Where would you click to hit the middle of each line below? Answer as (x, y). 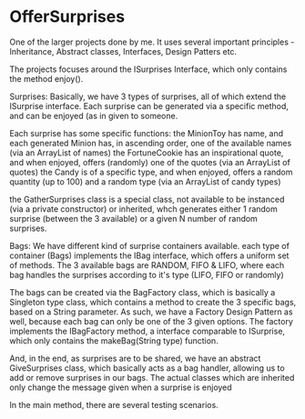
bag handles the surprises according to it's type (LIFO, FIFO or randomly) (147, 274)
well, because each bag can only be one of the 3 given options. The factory (152, 321)
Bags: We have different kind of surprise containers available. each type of (149, 245)
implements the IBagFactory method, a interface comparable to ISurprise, (147, 331)
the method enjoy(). (46, 78)
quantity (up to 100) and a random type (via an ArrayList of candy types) (145, 181)
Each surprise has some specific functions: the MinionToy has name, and (147, 133)
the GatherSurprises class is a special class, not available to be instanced (147, 199)
